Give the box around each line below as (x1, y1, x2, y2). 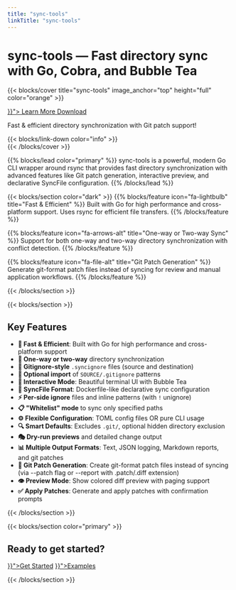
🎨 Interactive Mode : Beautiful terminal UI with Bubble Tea (17, 378, 187, 386)
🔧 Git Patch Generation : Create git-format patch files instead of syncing (17, 461, 229, 469)
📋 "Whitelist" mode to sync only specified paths (17, 404, 163, 413)
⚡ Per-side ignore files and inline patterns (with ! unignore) (17, 393, 192, 402)
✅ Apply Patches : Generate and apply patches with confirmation (17, 487, 208, 496)
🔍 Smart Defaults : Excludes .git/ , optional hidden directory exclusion (17, 422, 225, 430)
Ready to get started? (7, 542, 105, 555)
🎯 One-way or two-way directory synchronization (17, 355, 165, 364)
